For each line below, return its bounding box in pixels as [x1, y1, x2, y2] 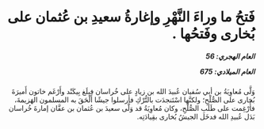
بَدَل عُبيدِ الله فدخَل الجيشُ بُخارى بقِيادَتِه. [136, 112, 255, 122]
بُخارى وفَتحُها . [171, 25, 255, 43]
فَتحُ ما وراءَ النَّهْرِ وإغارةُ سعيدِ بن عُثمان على [7, 8, 255, 26]
